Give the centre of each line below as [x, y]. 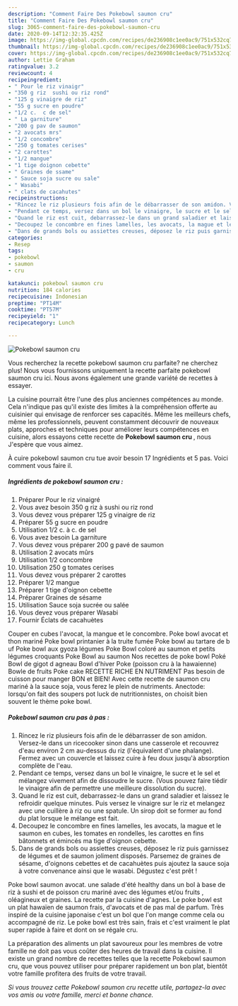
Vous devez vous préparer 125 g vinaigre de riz [87, 515]
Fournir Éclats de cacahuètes [61, 619]
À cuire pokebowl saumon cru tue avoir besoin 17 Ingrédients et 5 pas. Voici [118, 458]
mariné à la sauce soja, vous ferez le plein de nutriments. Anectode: [107, 686]
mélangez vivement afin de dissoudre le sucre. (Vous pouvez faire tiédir [123, 780]
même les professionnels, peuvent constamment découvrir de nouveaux [113, 421]
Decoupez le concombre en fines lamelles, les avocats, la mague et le [120, 825]
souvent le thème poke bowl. [50, 701]
